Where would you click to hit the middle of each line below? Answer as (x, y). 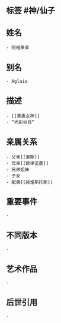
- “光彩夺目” (20, 122)
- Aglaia (17, 82)
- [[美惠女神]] (23, 116)
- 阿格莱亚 (18, 48)
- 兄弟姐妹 (18, 169)
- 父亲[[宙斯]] (23, 157)
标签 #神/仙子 (30, 11)
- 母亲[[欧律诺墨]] (28, 163)
